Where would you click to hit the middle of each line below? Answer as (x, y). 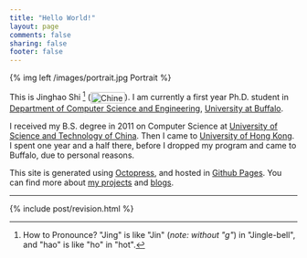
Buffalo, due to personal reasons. (72, 155)
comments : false (40, 35)
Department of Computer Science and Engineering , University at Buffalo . (147, 108)
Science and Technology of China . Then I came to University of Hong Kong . (152, 135)
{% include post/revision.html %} (72, 208)
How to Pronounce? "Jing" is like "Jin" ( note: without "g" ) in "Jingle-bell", (159, 234)
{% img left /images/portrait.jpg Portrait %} (90, 77)
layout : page (34, 26)
